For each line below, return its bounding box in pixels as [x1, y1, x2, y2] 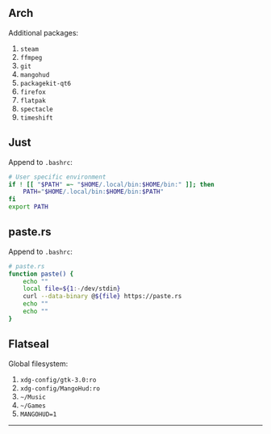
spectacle [19, 105, 54, 113]
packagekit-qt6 [19, 79, 72, 87]
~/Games [19, 402, 46, 410]
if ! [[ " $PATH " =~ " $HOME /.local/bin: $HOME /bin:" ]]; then [8, 180, 215, 188]
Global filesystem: [8, 359, 69, 369]
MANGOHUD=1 [19, 410, 57, 419]
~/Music [19, 393, 46, 401]
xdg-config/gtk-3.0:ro [19, 376, 97, 384]
